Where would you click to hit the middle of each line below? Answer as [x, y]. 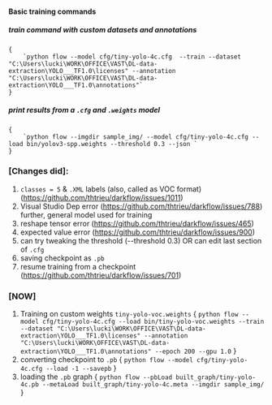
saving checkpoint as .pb [62, 258]
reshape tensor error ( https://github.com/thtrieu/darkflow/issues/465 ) [137, 223]
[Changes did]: [39, 171]
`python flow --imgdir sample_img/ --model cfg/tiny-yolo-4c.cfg [136, 137]
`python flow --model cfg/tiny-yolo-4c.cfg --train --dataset [132, 57]
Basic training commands [52, 11]
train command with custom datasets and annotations [103, 30]
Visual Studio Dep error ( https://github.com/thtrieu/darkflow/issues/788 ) [141, 206]
